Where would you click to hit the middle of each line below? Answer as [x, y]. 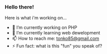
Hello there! [19, 7]
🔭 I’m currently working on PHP [45, 27]
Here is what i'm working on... [36, 18]
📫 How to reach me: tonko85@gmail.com [56, 38]
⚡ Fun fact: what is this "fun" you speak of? [57, 46]
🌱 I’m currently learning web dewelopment [56, 33]
